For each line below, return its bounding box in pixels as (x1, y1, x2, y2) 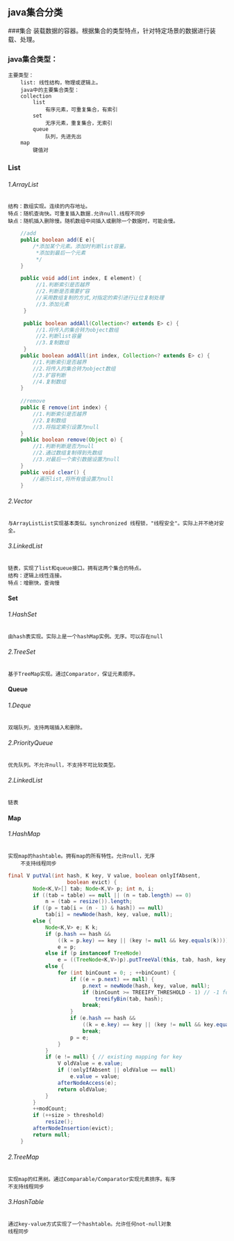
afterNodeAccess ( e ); (57, 1079, 117, 1086)
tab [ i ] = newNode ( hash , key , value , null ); (44, 911, 173, 918)
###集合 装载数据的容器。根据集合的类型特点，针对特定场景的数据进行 (8, 26, 210, 35)
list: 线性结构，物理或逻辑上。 (20, 79, 101, 86)
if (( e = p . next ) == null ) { (69, 976, 155, 982)
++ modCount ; (33, 1105, 68, 1113)
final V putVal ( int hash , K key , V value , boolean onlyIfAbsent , (8, 872, 201, 879)
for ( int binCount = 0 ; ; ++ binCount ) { (57, 969, 176, 977)
